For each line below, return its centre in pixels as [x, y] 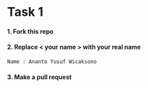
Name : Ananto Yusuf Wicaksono [52, 62]
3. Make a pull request [40, 77]
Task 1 [25, 12]
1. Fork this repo [30, 31]
